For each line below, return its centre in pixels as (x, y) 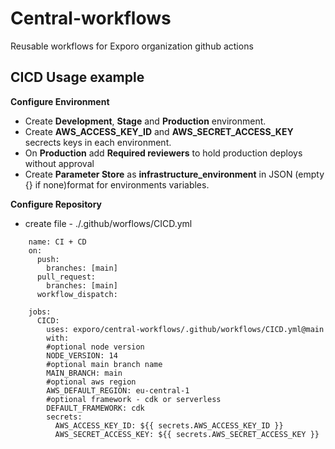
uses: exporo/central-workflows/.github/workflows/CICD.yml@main (185, 329)
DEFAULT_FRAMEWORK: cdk (95, 408)
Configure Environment (60, 101)
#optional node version (95, 347)
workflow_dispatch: (77, 294)
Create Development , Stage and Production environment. (145, 121)
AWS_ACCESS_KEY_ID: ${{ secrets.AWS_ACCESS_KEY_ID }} (169, 425)
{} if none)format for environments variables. (117, 184)
